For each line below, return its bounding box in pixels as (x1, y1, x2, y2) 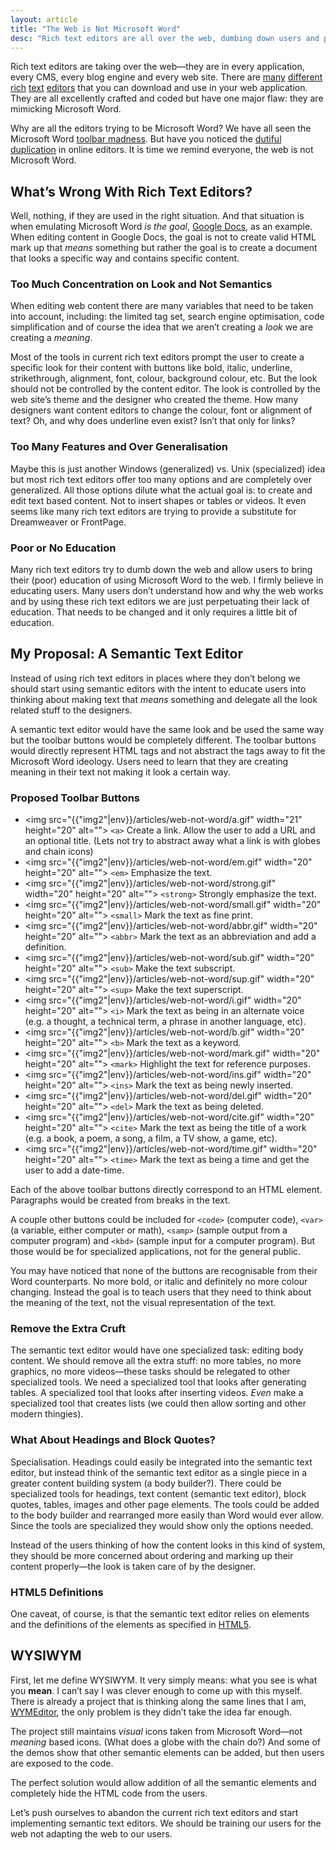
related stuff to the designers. (10, 704, 133, 716)
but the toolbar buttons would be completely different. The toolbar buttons (10, 734, 317, 746)
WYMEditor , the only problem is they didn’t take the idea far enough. (10, 1706, 292, 1718)
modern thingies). (10, 1408, 84, 1420)
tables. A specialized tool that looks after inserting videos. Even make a (10, 1387, 304, 1399)
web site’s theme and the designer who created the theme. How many (10, 394, 299, 406)
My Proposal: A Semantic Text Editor (10, 646, 243, 663)
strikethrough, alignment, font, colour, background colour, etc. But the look (10, 372, 318, 385)
